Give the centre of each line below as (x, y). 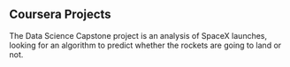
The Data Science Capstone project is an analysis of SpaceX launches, (138, 35)
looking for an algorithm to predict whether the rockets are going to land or (145, 45)
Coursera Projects (61, 15)
